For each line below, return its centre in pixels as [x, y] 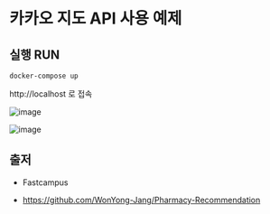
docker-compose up [44, 76]
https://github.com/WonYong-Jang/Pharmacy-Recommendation [141, 200]
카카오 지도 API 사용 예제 [96, 19]
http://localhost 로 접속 [51, 94]
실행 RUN [35, 55]
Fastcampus [45, 182]
